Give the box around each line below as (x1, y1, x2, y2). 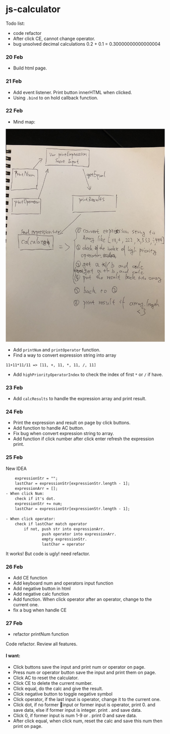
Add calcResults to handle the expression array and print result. (13, 396, 147, 402)
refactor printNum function (13, 631, 69, 637)
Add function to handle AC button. (13, 425, 85, 431)
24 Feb (6, 408, 23, 415)
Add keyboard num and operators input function (13, 580, 114, 586)
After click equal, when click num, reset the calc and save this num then (13, 718, 163, 724)
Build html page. (13, 65, 47, 71)
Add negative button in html (13, 586, 71, 592)
